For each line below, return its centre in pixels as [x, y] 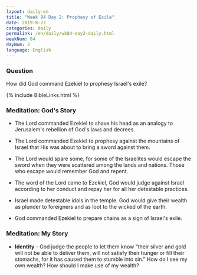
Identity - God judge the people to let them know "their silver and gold [100, 247]
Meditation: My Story [37, 234]
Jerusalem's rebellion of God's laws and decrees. [75, 130]
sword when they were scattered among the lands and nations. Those [99, 165]
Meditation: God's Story [41, 110]
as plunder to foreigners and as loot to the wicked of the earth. [91, 207]
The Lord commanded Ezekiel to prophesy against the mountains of [97, 141]
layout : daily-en [27, 12]
